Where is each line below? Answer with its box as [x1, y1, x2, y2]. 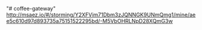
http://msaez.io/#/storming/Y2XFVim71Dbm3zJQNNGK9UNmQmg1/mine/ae [6, 11, 196, 18]
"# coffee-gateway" [6, 5, 56, 12]
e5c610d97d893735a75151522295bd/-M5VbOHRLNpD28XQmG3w [6, 18, 174, 24]
